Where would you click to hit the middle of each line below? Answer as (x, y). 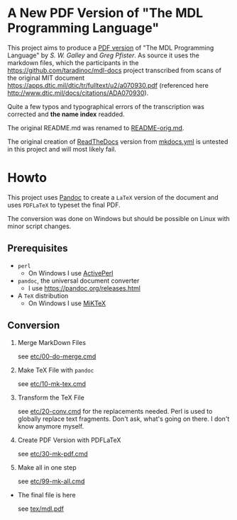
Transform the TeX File (51, 397)
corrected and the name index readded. (66, 114)
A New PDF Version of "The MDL (105, 13)
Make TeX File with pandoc (56, 370)
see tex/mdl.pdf (41, 509)
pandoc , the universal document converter (78, 281)
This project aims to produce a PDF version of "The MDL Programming (111, 47)
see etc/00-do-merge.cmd (57, 356)
